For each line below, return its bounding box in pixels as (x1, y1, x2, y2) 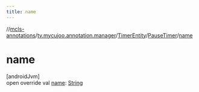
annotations (6, 31, 36, 39)
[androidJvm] (6, 73, 40, 80)
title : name (6, 8, 36, 15)
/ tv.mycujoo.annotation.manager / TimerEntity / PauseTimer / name (35, 31, 193, 39)
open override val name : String (6, 79, 83, 86)
